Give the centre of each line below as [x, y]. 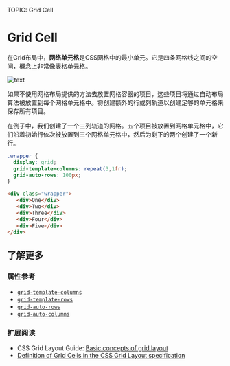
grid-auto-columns [43, 314]
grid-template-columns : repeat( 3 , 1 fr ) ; [70, 169]
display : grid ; [35, 162]
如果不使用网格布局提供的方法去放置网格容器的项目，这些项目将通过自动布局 [115, 94]
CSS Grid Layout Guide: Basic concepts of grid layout [93, 348]
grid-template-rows [45, 300]
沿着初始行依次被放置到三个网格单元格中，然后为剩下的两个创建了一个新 [115, 134]
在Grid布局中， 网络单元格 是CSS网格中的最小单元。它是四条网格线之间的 [110, 57]
